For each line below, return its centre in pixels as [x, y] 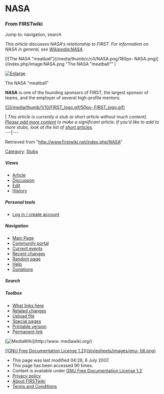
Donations [23, 269]
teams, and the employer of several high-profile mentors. [63, 98]
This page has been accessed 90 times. [53, 365]
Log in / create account [36, 215]
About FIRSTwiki [29, 381]
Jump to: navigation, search [33, 34]
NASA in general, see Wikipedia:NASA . [45, 49]
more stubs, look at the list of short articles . [49, 127]
